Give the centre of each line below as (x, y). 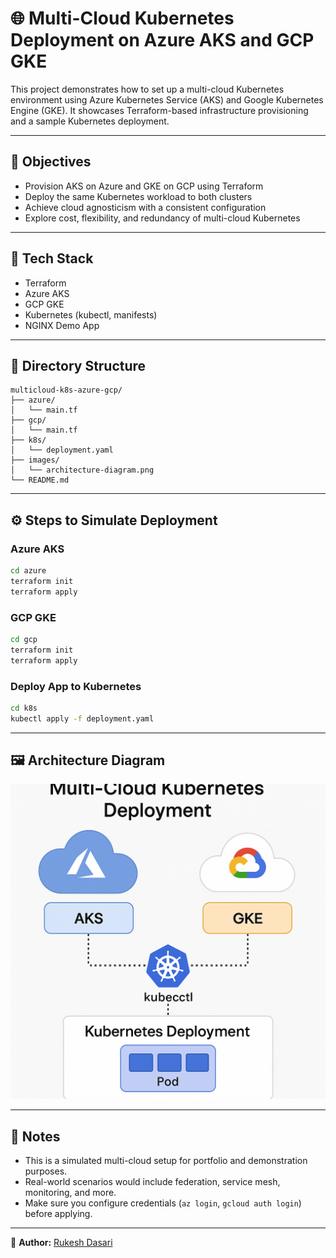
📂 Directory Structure (78, 365)
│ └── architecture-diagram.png (82, 470)
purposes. (46, 1171)
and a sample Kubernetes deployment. (90, 121)
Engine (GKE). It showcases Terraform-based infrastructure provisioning (159, 110)
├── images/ (35, 460)
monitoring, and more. (70, 1193)
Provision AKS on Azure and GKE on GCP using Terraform (144, 186)
